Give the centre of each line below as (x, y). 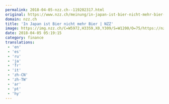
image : (12, 28)
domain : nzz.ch (21, 19)
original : (16, 14)
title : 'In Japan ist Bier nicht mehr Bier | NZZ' (59, 24)
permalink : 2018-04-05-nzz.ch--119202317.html (55, 10)
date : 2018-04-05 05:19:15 (33, 33)
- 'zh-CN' (18, 75)
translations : (20, 42)
